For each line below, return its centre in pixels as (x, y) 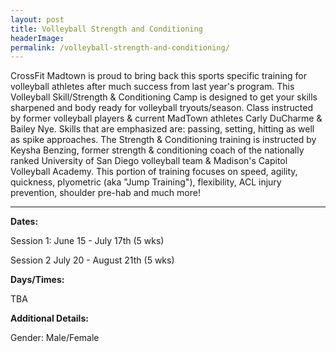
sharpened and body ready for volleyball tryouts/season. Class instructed (161, 108)
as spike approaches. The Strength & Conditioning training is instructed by (163, 140)
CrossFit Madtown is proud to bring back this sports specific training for (158, 76)
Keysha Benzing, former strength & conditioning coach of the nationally (157, 150)
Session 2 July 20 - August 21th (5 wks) (92, 260)
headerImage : (37, 38)
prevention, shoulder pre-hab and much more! (105, 193)
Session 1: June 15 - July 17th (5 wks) (87, 241)
